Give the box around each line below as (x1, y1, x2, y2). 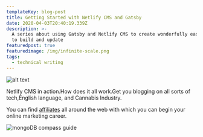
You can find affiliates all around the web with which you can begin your (6, 106, 185, 113)
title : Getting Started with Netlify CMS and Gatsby (6, 14, 142, 21)
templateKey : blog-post (6, 8, 66, 15)
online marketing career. (6, 112, 67, 119)
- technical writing (11, 59, 63, 65)
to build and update (11, 37, 63, 43)
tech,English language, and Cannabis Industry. (6, 94, 122, 101)
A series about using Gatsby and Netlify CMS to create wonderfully (11, 31, 188, 37)
